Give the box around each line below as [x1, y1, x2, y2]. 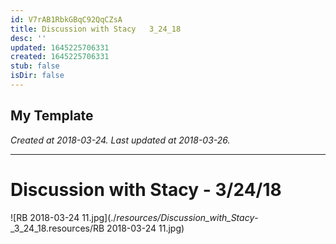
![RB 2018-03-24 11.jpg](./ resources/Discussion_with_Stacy [10, 211, 255, 223]
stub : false [10, 61, 60, 71]
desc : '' [10, 33, 47, 43]
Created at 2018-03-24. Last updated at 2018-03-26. [10, 134, 231, 146]
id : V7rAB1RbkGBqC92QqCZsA [10, 14, 123, 25]
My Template [10, 107, 94, 125]
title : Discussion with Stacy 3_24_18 [10, 24, 182, 34]
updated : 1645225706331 [10, 42, 110, 53]
